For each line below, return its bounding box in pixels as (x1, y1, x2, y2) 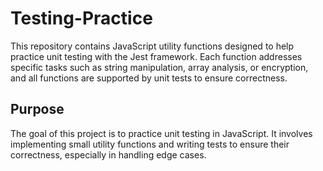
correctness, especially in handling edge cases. (10, 148, 207, 161)
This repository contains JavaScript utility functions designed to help (10, 40, 295, 52)
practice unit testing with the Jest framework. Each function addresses (10, 50, 303, 62)
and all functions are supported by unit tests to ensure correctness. (10, 72, 288, 84)
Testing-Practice (10, 7, 153, 30)
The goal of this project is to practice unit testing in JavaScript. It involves (10, 127, 313, 139)
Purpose (10, 101, 65, 118)
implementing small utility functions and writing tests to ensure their (10, 138, 290, 150)
